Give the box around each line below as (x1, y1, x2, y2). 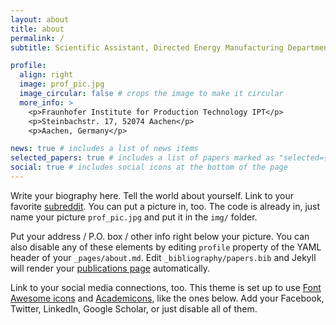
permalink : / (10, 33, 65, 43)
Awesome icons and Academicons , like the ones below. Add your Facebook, (10, 292, 325, 304)
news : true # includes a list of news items (10, 144, 199, 154)
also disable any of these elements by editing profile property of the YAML (10, 241, 322, 253)
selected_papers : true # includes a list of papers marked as (10, 153, 275, 163)
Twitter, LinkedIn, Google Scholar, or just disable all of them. (10, 302, 258, 315)
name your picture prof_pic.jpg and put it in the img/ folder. (10, 211, 258, 223)
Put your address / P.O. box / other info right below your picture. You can (10, 230, 310, 242)
